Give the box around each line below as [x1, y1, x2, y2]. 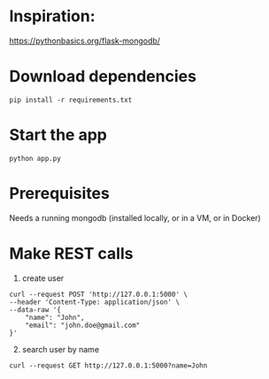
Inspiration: [9, 6, 96, 27]
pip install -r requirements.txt [9, 95, 133, 104]
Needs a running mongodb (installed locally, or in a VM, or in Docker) [9, 212, 261, 223]
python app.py [9, 154, 62, 163]
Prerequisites [9, 184, 111, 203]
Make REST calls [9, 243, 134, 263]
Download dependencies [9, 66, 197, 87]
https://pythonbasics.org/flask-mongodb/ [9, 35, 161, 46]
